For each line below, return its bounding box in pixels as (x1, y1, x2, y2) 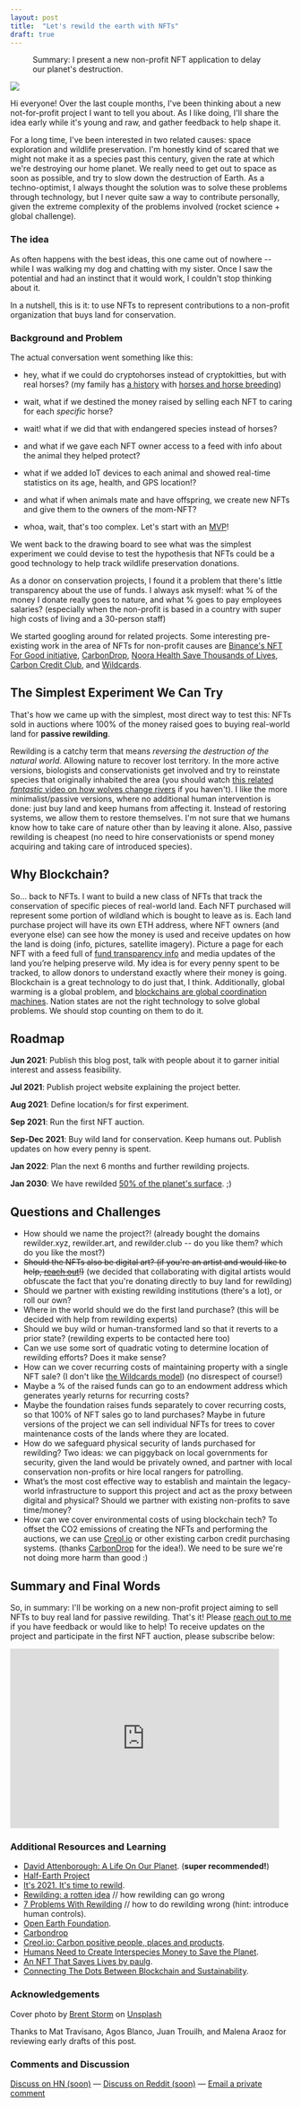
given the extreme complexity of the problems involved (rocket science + (10, 201, 280, 212)
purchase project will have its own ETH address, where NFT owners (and (10, 919, 279, 930)
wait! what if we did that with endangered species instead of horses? (22, 423, 278, 433)
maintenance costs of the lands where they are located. (22, 1429, 229, 1439)
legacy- (262, 1476, 292, 1487)
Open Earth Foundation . (22, 1918, 111, 1929)
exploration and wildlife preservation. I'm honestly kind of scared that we (10, 144, 279, 155)
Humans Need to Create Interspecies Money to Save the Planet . (22, 1946, 259, 1957)
